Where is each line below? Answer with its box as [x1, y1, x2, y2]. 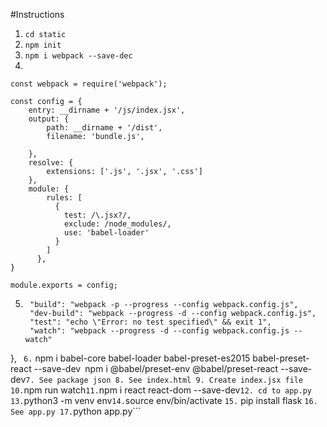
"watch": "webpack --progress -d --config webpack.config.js [29, 326, 290, 336]
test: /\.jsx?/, [63, 210, 132, 220]
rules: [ [46, 193, 83, 203]
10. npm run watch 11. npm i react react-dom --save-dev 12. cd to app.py [10, 384, 313, 396]
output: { [28, 114, 70, 124]
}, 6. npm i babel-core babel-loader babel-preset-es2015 [10, 352, 251, 364]
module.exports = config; [10, 280, 118, 290]
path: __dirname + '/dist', [46, 123, 163, 133]
